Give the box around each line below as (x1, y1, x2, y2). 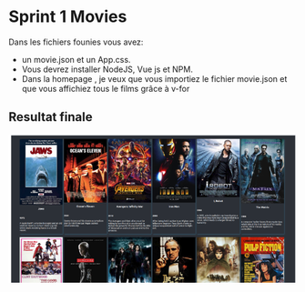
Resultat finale (8, 109, 93, 125)
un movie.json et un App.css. (21, 54, 131, 65)
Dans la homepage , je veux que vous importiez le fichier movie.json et (21, 73, 288, 84)
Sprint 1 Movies (8, 6, 127, 27)
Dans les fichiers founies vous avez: (8, 36, 144, 47)
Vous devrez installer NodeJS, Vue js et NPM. (21, 64, 193, 75)
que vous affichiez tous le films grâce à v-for (21, 83, 190, 94)
